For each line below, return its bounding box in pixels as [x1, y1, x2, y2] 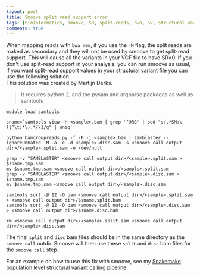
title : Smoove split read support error [6, 14, 108, 20]
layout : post [6, 8, 39, 15]
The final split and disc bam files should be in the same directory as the [6, 234, 185, 241]
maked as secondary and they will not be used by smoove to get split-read [6, 48, 189, 55]
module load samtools [6, 109, 60, 115]
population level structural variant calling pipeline [6, 264, 127, 271]
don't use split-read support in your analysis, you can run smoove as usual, [6, 61, 191, 68]
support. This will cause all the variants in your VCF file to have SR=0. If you [6, 54, 192, 61]
